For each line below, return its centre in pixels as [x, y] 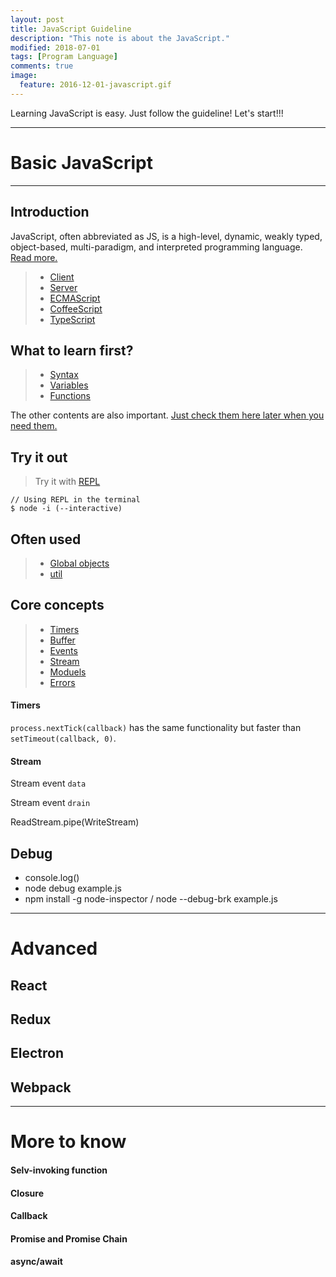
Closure [27, 1193]
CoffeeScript [76, 308]
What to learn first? [72, 350]
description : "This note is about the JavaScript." [120, 38]
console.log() [52, 877]
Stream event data [48, 783]
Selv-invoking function [59, 1170]
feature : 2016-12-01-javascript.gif [95, 85]
